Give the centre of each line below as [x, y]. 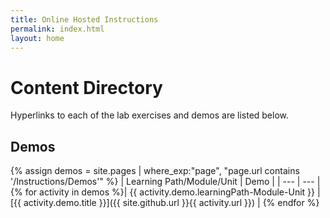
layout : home [37, 38]
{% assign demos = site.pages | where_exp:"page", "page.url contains [155, 171]
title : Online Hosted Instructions [84, 19]
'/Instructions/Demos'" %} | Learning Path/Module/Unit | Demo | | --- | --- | [165, 182]
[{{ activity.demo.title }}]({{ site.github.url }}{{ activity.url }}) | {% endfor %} [165, 203]
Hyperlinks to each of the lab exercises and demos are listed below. [150, 115]
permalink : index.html [57, 29]
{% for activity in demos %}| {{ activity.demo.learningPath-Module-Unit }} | [165, 192]
